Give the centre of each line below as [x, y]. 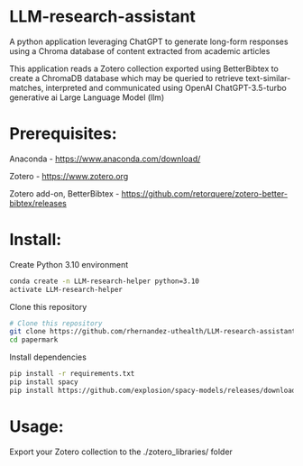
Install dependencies [48, 357]
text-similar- [268, 78]
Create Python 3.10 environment [69, 264]
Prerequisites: [63, 134]
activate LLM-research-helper [66, 289]
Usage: [37, 426]
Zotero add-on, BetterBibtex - [64, 193]
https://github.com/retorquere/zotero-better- [205, 193]
